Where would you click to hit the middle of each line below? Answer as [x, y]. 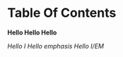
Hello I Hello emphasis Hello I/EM [56, 46]
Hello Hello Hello [32, 32]
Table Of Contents [62, 13]
